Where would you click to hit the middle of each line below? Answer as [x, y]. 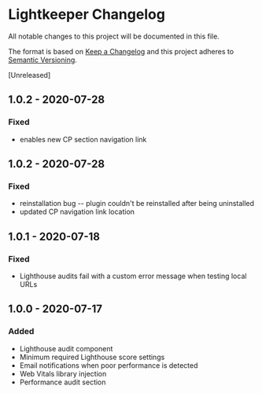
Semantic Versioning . [42, 60]
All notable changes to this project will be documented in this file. [114, 36]
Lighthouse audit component [66, 348]
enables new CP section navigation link [83, 139]
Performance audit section [63, 382]
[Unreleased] [30, 75]
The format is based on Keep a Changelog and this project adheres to [121, 51]
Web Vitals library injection [63, 373]
